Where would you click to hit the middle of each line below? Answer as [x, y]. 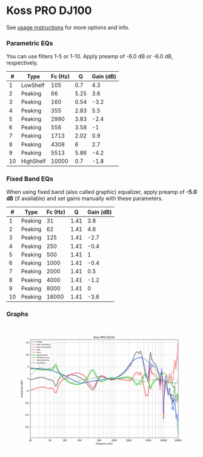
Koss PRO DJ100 [49, 11]
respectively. [22, 63]
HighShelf [33, 161]
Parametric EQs [30, 43]
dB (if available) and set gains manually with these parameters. [85, 199]
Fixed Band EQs [30, 179]
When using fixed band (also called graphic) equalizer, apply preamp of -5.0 [102, 192]
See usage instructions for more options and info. [68, 27]
